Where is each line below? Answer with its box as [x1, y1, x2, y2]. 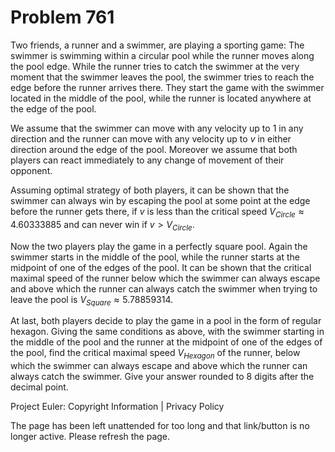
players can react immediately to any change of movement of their [10, 154, 285, 166]
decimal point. [10, 381, 69, 393]
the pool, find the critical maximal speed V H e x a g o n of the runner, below [10, 347, 301, 361]
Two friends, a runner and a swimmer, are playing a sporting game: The [10, 39, 305, 51]
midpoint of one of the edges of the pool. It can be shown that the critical [10, 261, 312, 273]
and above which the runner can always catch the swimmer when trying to [10, 282, 318, 295]
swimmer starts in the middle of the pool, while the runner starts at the [10, 251, 300, 263]
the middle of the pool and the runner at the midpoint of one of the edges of [10, 336, 323, 348]
